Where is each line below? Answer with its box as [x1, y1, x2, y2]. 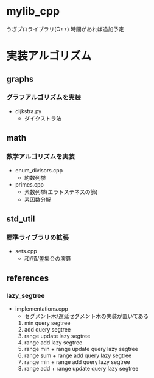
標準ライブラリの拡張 [6, 233, 69, 242]
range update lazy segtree [24, 332, 91, 339]
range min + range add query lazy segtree [24, 358, 130, 365]
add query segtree [24, 325, 71, 333]
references [6, 273, 49, 283]
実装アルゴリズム [6, 49, 92, 63]
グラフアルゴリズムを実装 [6, 93, 81, 102]
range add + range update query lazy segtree [24, 365, 139, 372]
